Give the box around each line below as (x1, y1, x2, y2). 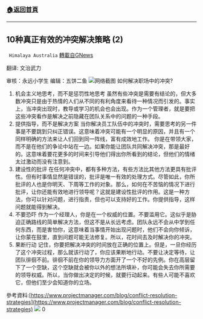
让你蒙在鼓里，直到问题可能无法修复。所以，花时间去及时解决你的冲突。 (14, 234, 195, 241)
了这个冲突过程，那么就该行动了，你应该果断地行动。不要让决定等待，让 (14, 249, 195, 256)
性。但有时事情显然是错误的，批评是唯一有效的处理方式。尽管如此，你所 (14, 173, 195, 181)
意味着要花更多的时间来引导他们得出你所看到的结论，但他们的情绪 (31, 150, 195, 158)
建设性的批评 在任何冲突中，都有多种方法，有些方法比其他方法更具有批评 (14, 166, 197, 173)
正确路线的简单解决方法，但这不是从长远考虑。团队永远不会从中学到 (20, 219, 190, 226)
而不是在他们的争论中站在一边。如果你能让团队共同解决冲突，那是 (14, 143, 179, 150)
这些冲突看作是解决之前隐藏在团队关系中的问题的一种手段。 (14, 113, 164, 120)
